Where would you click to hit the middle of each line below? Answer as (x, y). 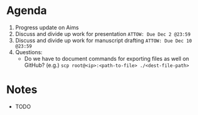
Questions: (29, 52)
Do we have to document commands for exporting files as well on (107, 58)
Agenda (27, 11)
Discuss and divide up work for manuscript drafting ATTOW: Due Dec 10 (103, 40)
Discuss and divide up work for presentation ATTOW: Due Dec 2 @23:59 (103, 33)
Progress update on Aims (47, 27)
